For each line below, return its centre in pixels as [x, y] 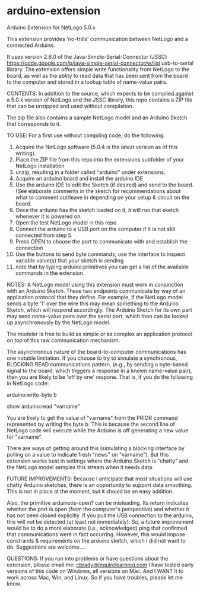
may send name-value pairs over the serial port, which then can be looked [98, 316]
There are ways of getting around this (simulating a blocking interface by [96, 448]
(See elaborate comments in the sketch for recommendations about [98, 191]
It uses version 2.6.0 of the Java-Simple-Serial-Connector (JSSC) [87, 56]
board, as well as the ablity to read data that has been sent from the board [97, 75]
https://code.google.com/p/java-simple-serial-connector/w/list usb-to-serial [100, 63]
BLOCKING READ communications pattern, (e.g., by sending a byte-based [97, 364]
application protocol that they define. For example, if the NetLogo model [95, 297]
